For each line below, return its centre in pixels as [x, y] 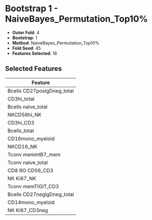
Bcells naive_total [27, 107]
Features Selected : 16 [35, 53]
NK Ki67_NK [22, 178]
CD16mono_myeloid [31, 139]
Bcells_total [21, 130]
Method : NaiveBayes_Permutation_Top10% [56, 43]
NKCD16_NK [23, 147]
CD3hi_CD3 [21, 122]
